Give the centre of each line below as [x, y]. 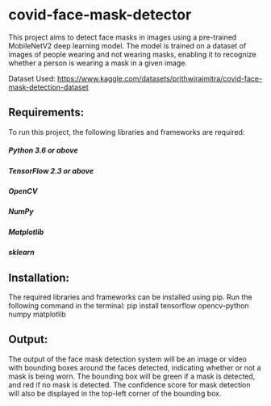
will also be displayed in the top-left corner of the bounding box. [115, 393]
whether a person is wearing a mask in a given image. [98, 63]
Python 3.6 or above [43, 150]
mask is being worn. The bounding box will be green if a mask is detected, [132, 376]
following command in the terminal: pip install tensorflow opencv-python [129, 306]
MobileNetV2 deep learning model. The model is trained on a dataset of [127, 45]
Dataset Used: [32, 78]
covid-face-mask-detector [100, 15]
